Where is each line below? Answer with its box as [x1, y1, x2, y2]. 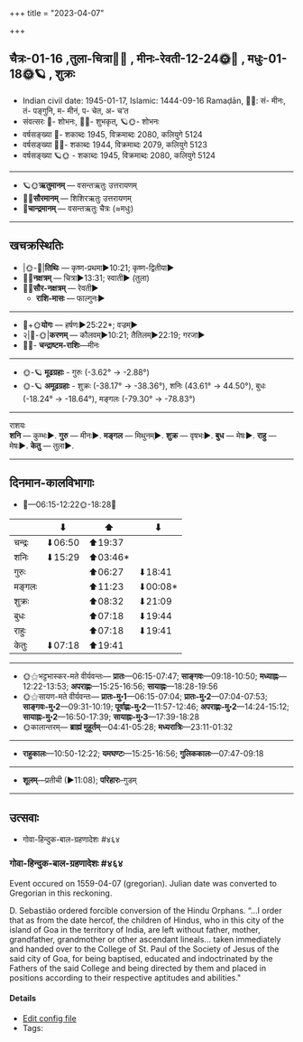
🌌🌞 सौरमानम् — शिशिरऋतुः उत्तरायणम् [22, 192, 133, 203]
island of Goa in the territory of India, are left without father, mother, [9, 924, 262, 934]
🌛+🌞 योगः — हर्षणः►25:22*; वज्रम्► [22, 319, 138, 330]
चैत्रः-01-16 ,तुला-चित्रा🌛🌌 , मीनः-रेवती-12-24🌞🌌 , [9, 52, 245, 67]
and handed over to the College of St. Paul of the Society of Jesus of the [9, 943, 280, 954]
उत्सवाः [9, 810, 39, 825]
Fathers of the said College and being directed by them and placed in [9, 962, 267, 973]
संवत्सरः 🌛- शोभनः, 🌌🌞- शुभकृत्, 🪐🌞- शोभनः [22, 116, 160, 127]
